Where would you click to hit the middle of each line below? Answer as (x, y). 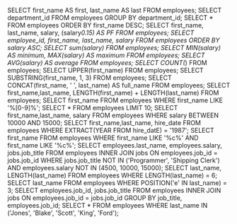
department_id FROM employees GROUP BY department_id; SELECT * (110, 18)
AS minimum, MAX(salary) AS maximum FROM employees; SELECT (106, 55)
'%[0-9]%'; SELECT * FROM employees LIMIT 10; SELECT (93, 108)
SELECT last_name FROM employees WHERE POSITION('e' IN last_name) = (117, 183)
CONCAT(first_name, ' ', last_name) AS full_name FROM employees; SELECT (119, 85)
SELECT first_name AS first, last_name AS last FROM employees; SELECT (115, 10)
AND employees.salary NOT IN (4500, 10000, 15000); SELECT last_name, (114, 168)
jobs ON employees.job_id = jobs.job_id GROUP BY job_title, (95, 198)
